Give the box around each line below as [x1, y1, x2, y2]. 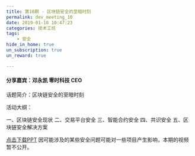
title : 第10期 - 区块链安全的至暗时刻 [6, 8, 91, 15]
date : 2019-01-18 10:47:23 [6, 19, 73, 25]
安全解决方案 [16, 123, 48, 131]
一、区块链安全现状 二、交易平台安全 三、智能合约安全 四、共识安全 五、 [6, 116, 184, 123]
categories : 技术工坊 [6, 25, 56, 31]
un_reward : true [6, 53, 46, 58]
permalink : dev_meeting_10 [6, 14, 73, 20]
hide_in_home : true [6, 42, 55, 48]
